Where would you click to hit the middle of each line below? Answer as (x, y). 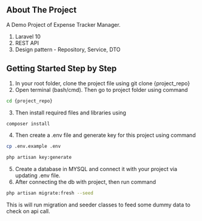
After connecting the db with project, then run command (86, 182)
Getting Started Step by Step (62, 68)
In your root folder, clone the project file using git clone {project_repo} (102, 83)
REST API (27, 43)
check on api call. (28, 211)
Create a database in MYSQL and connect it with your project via (96, 169)
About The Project (42, 10)
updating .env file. (38, 175)
